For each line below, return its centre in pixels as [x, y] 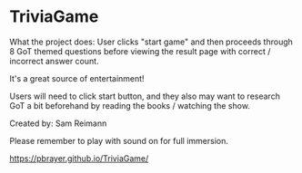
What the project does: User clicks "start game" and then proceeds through [151, 42]
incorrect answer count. [54, 61]
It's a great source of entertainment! [77, 78]
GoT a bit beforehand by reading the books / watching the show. [130, 105]
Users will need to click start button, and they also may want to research [145, 96]
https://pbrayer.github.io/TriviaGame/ [79, 158]
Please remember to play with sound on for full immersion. [119, 140]
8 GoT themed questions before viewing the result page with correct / [140, 51]
